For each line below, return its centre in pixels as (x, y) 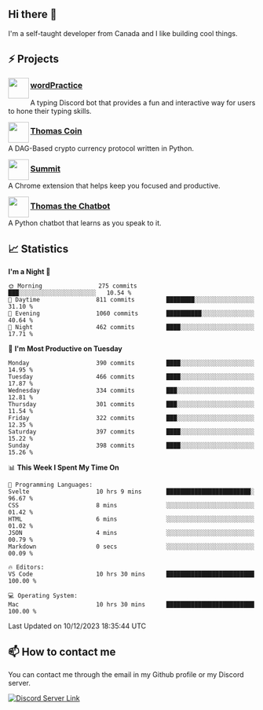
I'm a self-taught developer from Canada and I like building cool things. (123, 33)
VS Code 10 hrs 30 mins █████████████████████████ (131, 574)
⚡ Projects (34, 59)
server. (20, 683)
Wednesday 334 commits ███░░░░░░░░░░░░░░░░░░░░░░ (131, 391)
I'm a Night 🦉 (29, 272)
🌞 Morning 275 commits (73, 286)
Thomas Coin (56, 131)
